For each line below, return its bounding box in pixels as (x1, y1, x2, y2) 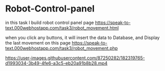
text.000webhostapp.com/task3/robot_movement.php (5, 45, 118, 51)
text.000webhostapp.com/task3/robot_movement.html (5, 24, 119, 30)
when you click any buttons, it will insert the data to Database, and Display (5, 34, 160, 40)
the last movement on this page (5, 39, 71, 45)
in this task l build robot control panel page (5, 19, 94, 25)
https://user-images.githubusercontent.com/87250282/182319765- (5, 54, 145, 60)
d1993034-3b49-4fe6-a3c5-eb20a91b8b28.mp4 (5, 60, 107, 66)
